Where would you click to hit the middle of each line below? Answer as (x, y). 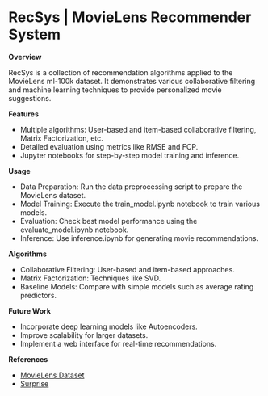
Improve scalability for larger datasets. (84, 335)
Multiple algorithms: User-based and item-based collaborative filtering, (138, 129)
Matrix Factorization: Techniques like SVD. (90, 278)
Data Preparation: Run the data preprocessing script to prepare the (131, 187)
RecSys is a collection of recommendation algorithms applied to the (121, 72)
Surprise (34, 383)
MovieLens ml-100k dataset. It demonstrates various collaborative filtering (132, 81)
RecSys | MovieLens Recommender (130, 17)
